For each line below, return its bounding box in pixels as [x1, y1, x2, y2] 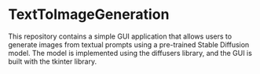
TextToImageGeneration [8, 6, 170, 24]
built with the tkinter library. [8, 57, 97, 66]
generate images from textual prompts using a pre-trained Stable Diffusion [8, 39, 250, 49]
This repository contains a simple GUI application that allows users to [8, 31, 233, 41]
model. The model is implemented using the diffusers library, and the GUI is [8, 48, 253, 57]
